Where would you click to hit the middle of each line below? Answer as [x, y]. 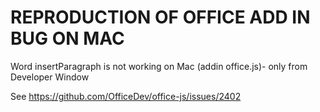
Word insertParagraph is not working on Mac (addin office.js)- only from [159, 66]
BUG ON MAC [67, 38]
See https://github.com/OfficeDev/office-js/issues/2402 [126, 96]
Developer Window [50, 77]
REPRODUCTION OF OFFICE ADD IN [160, 17]
